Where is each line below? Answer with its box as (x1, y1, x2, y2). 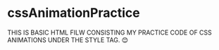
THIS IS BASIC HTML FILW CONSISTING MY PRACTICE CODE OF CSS (7, 28, 213, 37)
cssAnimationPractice (7, 5, 140, 21)
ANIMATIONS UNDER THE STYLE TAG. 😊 (7, 35, 129, 44)
